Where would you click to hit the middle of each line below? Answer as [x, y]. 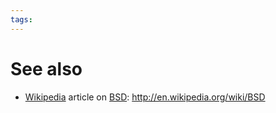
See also [46, 68]
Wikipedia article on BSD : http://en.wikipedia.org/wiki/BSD [145, 97]
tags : [21, 19]
